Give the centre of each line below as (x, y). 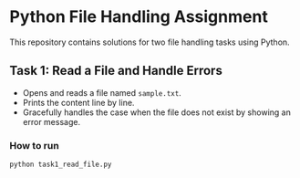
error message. (51, 121)
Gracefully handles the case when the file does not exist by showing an (157, 112)
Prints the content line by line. (78, 102)
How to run (34, 145)
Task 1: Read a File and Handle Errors (116, 71)
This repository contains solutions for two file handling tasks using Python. (150, 42)
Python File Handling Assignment (139, 17)
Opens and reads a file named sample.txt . (102, 92)
